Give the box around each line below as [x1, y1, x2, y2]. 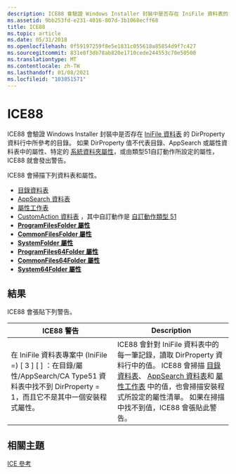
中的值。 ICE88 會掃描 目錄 [131, 361, 221, 371]
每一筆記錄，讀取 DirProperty [117, 350, 214, 360]
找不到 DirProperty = [32, 382, 100, 392]
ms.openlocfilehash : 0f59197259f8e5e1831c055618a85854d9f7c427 [7, 43, 197, 50]
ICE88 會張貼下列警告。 [7, 308, 76, 316]
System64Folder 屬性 [17, 265, 82, 274]
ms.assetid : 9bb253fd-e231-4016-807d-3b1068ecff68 [7, 17, 159, 24]
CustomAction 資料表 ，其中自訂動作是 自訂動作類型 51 [17, 212, 177, 221]
